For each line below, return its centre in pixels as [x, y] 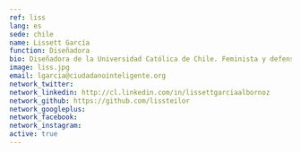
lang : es [26, 26]
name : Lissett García [50, 42]
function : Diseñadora [50, 51]
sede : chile [31, 34]
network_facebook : [43, 117]
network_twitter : [42, 84]
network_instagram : [46, 126]
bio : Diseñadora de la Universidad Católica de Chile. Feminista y [138, 59]
